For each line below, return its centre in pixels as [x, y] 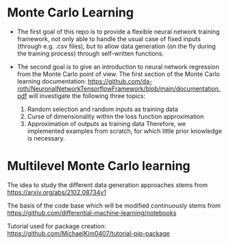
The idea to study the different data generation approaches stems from [107, 185]
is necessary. [46, 138]
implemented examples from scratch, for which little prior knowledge [124, 131]
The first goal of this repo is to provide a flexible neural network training [118, 32]
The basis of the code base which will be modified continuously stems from [114, 205]
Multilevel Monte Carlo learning [99, 166]
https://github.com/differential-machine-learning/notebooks [92, 212]
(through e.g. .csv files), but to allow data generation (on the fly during [116, 46]
